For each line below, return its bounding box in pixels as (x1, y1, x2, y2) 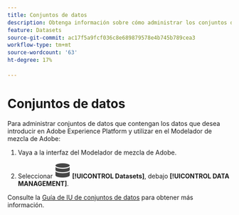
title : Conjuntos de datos (7, 11, 87, 19)
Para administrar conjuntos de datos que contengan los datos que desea (7, 119, 221, 127)
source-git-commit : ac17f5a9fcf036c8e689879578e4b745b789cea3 (7, 34, 196, 41)
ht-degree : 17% (7, 57, 53, 64)
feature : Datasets (7, 26, 62, 33)
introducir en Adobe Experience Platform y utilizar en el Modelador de (7, 127, 212, 135)
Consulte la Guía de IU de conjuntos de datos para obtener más (7, 193, 193, 201)
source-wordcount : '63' (7, 49, 78, 56)
